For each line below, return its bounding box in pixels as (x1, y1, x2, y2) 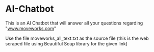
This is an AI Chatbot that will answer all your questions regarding (5, 20, 143, 26)
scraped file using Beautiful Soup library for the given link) (5, 40, 128, 46)
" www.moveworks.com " (5, 25, 57, 31)
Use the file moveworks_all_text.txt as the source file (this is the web (5, 35, 149, 41)
